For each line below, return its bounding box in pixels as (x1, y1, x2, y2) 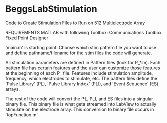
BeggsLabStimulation (5, 3, 97, 15)
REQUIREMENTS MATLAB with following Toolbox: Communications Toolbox (5, 29, 162, 35)
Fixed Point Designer (5, 35, 49, 41)
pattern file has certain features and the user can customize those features (5, 65, 160, 71)
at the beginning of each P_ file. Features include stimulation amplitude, (5, 70, 153, 76)
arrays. (5, 86, 20, 92)
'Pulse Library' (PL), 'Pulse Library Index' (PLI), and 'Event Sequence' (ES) (5, 81, 159, 87)
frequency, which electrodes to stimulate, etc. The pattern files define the (5, 75, 157, 81)
